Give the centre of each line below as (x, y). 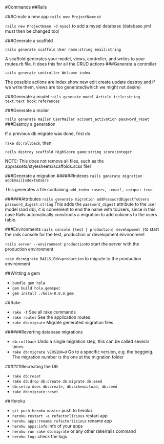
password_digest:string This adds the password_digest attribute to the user (81, 204)
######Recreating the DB (31, 366)
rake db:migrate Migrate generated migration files (63, 322)
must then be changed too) (32, 31)
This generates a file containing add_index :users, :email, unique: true (79, 189)
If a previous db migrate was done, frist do (48, 133)
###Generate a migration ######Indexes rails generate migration (74, 176)
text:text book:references (32, 101)
